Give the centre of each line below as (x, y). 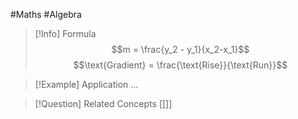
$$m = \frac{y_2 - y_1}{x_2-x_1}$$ (180, 49)
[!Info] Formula (65, 33)
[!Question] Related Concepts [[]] (103, 103)
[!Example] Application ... (86, 84)
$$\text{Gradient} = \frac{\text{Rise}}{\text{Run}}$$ (180, 65)
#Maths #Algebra (46, 14)
